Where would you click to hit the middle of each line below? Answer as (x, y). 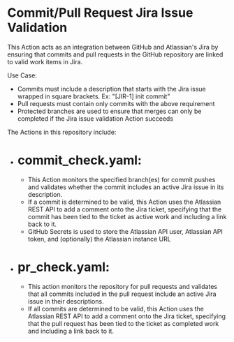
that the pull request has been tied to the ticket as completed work (123, 323)
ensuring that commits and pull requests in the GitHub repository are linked (115, 54)
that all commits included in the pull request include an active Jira (122, 294)
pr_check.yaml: (64, 267)
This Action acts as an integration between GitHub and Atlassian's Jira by (113, 47)
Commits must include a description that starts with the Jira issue (111, 89)
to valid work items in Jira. (45, 61)
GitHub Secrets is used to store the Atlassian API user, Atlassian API (125, 231)
